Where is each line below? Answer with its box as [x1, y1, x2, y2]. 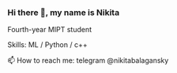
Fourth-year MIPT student [7, 25, 92, 35]
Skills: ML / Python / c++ [7, 40, 88, 49]
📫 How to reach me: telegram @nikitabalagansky [7, 56, 169, 65]
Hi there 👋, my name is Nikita [7, 7, 120, 18]
